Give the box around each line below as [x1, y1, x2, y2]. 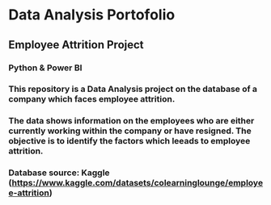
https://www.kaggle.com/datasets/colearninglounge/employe [11, 178, 264, 189]
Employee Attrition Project [8, 38, 144, 52]
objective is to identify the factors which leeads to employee [8, 136, 251, 147]
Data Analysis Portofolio [8, 6, 176, 24]
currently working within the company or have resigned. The [8, 125, 252, 136]
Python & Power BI [8, 62, 83, 73]
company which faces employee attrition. [8, 94, 176, 105]
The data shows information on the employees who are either [8, 115, 255, 127]
